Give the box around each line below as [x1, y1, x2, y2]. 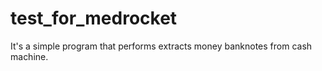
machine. [10, 50, 49, 62]
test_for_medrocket [10, 7, 178, 30]
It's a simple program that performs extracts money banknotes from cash [10, 40, 313, 52]
